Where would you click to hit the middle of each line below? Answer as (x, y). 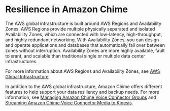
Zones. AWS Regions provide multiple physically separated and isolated (80, 29)
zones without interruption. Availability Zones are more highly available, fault (85, 50)
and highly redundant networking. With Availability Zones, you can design (82, 40)
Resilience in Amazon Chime (67, 9)
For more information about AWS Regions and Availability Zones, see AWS (83, 71)
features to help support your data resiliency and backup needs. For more (82, 92)
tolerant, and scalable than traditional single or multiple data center (75, 56)
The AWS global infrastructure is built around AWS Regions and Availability (83, 23)
